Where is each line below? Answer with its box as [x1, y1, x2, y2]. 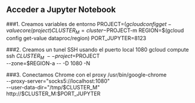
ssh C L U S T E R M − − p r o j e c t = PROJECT [6, 52, 100, 61]
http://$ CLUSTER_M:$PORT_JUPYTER [6, 90, 101, 97]
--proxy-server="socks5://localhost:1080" [6, 78, 110, 85]
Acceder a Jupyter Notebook [6, 5, 116, 15]
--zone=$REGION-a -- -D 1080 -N [6, 60, 91, 67]
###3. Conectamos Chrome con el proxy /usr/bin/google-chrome [6, 71, 167, 79]
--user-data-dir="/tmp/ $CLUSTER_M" [6, 84, 100, 91]
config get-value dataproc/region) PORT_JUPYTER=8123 [6, 34, 147, 41]
